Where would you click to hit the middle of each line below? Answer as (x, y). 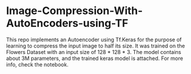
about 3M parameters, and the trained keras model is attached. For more (95, 58)
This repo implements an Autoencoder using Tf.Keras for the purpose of (94, 39)
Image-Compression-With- (75, 11)
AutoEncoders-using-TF (67, 23)
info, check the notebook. (38, 64)
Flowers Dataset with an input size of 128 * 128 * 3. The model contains (94, 52)
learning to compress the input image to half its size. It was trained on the (96, 46)
